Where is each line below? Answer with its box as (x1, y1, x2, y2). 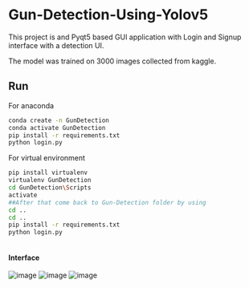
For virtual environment (8, 153, 86, 163)
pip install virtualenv (8, 168, 88, 177)
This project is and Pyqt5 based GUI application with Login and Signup (8, 32, 242, 42)
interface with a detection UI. (8, 40, 104, 50)
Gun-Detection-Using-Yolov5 (8, 6, 209, 24)
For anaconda (8, 100, 55, 110)
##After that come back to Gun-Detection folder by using (8, 198, 206, 206)
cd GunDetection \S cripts (8, 184, 92, 192)
